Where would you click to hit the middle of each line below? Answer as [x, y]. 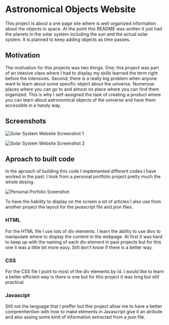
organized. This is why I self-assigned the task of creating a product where [83, 94]
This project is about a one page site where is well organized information [81, 23]
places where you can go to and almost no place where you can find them [82, 89]
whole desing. [20, 182]
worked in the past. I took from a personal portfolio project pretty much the [83, 177]
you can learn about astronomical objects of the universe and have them [80, 100]
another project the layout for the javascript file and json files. [69, 207]
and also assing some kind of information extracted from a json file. [75, 317]
